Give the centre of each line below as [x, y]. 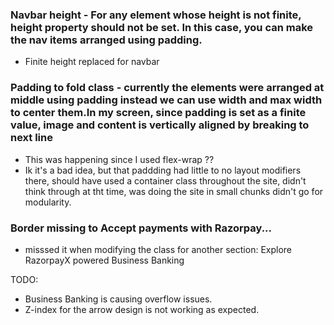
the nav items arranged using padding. [106, 40]
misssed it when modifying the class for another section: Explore [158, 249]
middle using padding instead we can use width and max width [166, 100]
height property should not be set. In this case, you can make [162, 27]
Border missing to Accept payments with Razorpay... [141, 228]
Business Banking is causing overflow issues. [118, 299]
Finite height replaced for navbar [92, 62]
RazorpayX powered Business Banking [104, 260]
